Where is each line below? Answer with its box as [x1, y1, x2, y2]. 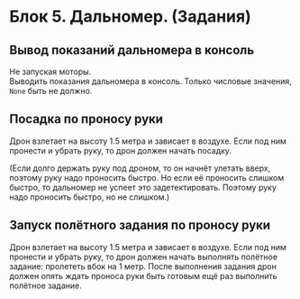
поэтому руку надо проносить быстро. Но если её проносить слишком [9, 172, 285, 182]
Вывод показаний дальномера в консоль [9, 42, 255, 58]
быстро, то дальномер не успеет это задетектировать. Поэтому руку [9, 182, 277, 192]
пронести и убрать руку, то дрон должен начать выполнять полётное [9, 251, 277, 262]
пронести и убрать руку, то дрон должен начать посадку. [9, 145, 232, 155]
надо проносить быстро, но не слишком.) [9, 192, 170, 202]
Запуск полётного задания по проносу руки [9, 218, 271, 233]
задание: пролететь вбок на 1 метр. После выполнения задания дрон [9, 260, 277, 272]
